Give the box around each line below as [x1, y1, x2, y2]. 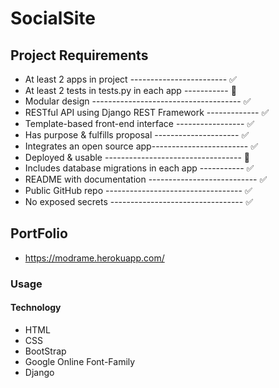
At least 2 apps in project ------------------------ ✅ [24, 73, 237, 85]
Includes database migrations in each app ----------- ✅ [24, 162, 255, 174]
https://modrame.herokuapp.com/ [24, 252, 165, 264]
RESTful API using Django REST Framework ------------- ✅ [24, 107, 270, 118]
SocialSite [10, 7, 96, 30]
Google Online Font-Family [24, 355, 136, 367]
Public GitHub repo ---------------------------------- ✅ [24, 185, 253, 196]
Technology [10, 302, 62, 314]
